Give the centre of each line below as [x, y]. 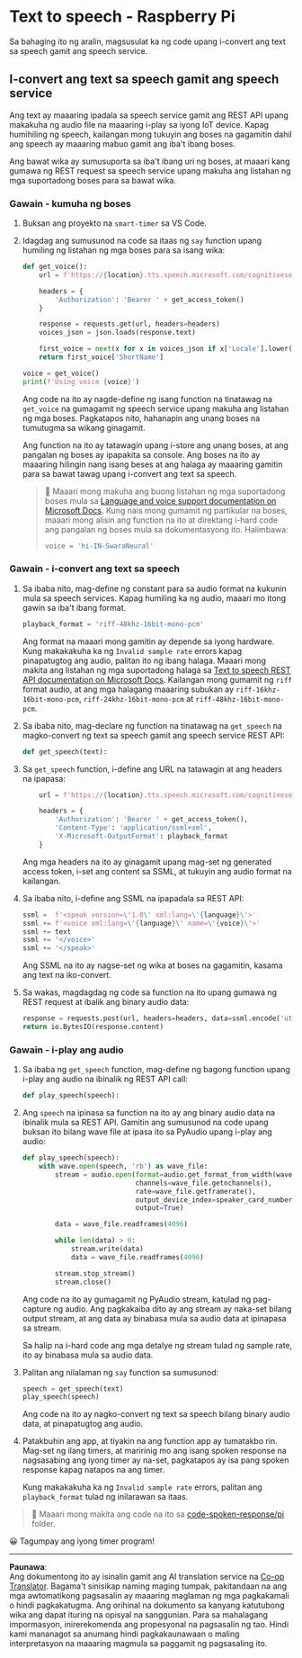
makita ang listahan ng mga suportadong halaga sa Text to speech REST [156, 670]
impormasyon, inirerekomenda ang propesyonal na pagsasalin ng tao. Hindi [149, 1625]
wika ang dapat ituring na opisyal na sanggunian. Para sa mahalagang [138, 1615]
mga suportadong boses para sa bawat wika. [93, 180]
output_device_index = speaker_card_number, [216, 1200]
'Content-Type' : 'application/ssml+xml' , [134, 828]
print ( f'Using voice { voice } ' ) [81, 381]
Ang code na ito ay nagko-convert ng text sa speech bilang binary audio [156, 1414]
